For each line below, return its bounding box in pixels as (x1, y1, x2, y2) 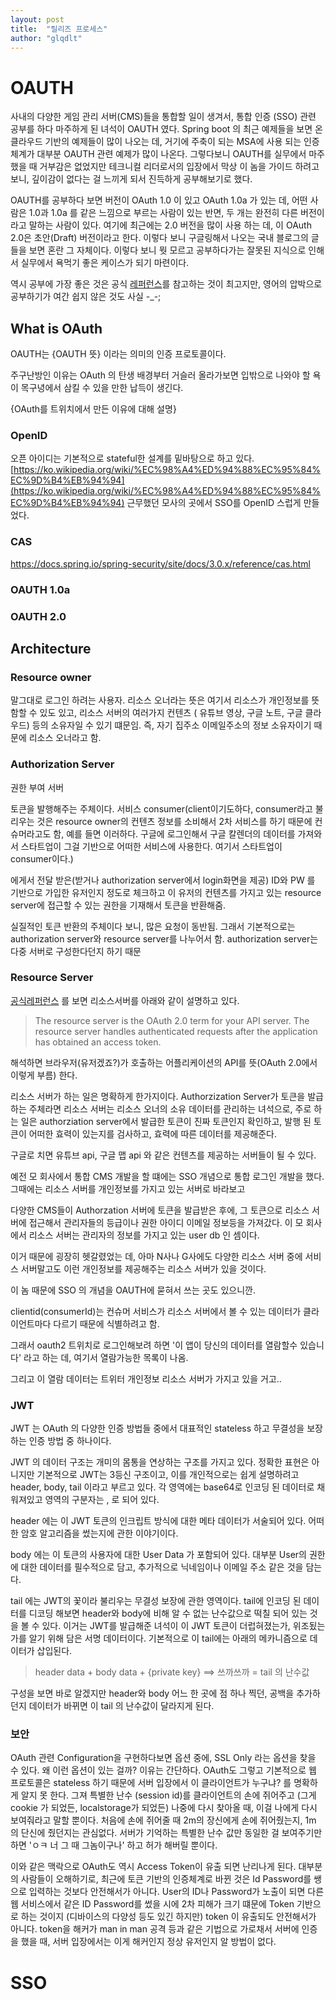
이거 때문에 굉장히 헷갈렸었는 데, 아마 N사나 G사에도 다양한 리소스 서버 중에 (10, 1250, 303, 1262)
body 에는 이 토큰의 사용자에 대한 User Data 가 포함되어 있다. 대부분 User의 (10, 1549, 307, 1561)
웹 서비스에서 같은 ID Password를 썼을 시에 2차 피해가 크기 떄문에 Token (10, 1898, 295, 1910)
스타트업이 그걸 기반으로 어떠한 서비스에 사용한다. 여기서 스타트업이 (20, 840, 283, 852)
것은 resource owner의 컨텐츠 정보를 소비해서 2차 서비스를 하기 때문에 (36, 815, 313, 827)
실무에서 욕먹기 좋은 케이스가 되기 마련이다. (20, 257, 190, 269)
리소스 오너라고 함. (28, 732, 102, 744)
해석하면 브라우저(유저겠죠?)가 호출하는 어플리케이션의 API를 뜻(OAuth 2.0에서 (10, 1056, 318, 1068)
